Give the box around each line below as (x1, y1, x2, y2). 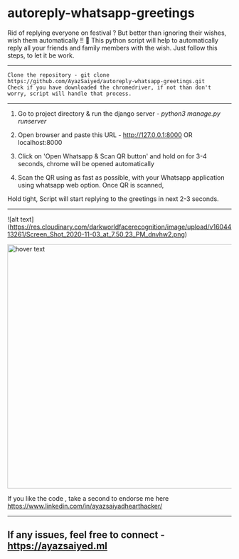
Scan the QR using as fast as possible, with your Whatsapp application (17, 173, 225, 182)
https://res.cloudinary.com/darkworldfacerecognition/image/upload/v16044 (9, 222, 232, 231)
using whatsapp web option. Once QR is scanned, (17, 180, 164, 189)
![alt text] (7, 215, 34, 223)
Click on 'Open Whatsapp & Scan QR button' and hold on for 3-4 (17, 151, 208, 161)
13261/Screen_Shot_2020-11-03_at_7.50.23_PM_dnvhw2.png (7, 229, 185, 239)
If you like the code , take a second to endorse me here (7, 494, 169, 502)
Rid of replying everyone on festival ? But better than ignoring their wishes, (7, 28, 227, 37)
